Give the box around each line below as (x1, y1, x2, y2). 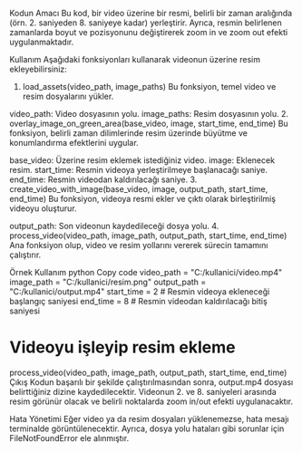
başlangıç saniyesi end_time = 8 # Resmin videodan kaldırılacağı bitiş (9, 296, 268, 306)
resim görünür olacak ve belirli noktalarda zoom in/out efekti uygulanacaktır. (9, 396, 293, 407)
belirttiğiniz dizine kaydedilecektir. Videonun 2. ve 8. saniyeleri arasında (9, 386, 277, 397)
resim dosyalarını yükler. (22, 91, 114, 101)
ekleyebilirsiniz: (9, 63, 68, 74)
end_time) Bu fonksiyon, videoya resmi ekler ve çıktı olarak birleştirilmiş (9, 194, 277, 204)
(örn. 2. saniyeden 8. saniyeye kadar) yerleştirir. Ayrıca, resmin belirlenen (9, 17, 283, 28)
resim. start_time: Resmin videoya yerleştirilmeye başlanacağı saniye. (9, 165, 268, 175)
